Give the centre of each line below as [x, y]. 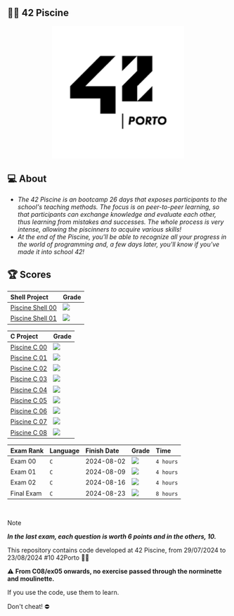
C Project [24, 337]
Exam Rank [27, 451]
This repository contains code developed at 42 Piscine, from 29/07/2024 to [117, 551]
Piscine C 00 [29, 347]
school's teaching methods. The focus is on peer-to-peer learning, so [118, 207]
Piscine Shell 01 [34, 318]
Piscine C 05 [29, 400]
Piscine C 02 [29, 369]
